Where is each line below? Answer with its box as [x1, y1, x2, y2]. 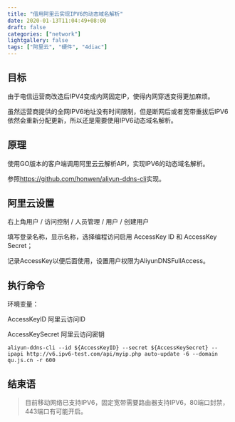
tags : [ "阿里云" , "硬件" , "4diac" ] [7, 43, 108, 51]
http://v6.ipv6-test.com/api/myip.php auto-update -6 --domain [26, 351, 219, 358]
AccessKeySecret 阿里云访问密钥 [7, 330, 105, 339]
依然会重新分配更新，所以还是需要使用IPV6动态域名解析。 [7, 115, 177, 125]
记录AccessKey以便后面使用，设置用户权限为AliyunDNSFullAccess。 [7, 257, 210, 265]
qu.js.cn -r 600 [7, 357, 56, 364]
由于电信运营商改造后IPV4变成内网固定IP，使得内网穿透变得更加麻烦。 [7, 92, 214, 101]
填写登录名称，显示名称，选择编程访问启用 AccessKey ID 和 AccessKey [7, 232, 217, 241]
